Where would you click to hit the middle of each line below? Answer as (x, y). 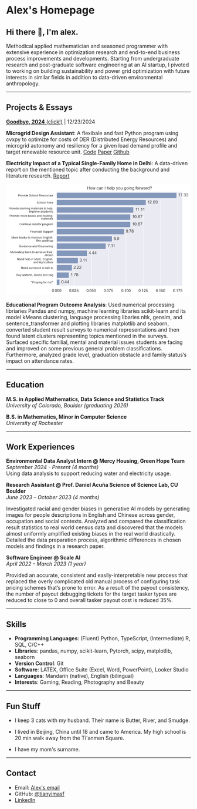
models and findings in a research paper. (55, 546)
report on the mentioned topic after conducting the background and (88, 169)
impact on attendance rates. (40, 361)
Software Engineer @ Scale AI (43, 558)
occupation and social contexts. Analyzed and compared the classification (96, 521)
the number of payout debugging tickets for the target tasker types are (91, 594)
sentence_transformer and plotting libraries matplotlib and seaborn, (87, 323)
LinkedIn (25, 800)
